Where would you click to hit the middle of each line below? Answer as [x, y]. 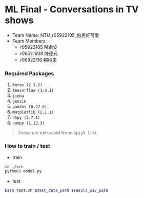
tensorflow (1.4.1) [33, 91]
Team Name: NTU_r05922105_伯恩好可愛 [56, 35]
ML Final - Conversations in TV [72, 9]
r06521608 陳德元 [39, 53]
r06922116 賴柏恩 [38, 60]
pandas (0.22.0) [29, 107]
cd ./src [14, 167]
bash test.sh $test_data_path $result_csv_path [57, 191]
